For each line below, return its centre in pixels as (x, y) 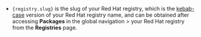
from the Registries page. (44, 27)
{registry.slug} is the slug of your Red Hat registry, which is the (93, 9)
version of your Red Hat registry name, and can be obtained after (108, 15)
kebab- (185, 9)
